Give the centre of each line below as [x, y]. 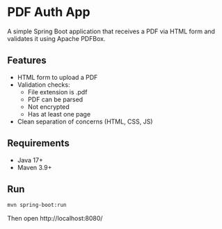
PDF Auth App [49, 12]
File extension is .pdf [57, 92]
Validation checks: [43, 85]
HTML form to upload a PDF [57, 77]
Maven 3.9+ [34, 167]
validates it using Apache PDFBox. [56, 38]
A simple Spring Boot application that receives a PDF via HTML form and [111, 31]
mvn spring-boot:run [37, 205]
